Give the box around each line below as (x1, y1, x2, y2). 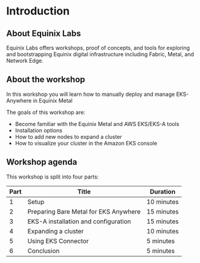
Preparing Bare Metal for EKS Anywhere (27, 207, 141, 215)
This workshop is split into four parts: (6, 173, 99, 180)
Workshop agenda (6, 157, 77, 167)
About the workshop (6, 74, 86, 85)
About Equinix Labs (6, 28, 82, 39)
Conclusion (27, 246, 60, 255)
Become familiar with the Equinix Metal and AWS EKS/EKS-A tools (15, 120, 179, 127)
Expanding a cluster (27, 227, 84, 235)
